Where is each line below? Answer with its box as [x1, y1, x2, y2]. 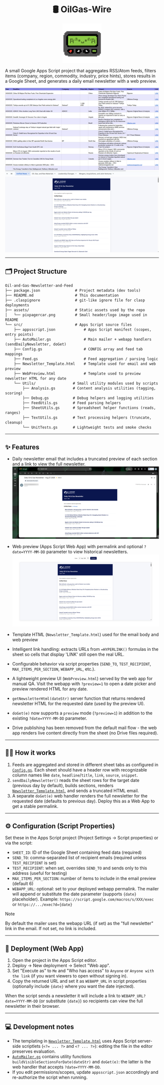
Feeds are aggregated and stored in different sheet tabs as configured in [12, 761, 159, 768]
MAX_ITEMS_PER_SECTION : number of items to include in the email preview [12, 876, 156, 882]
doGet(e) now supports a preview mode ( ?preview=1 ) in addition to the [12, 710, 153, 716]
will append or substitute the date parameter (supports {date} [12, 891, 137, 897]
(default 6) [12, 881, 34, 886]
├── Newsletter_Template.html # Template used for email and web [14, 361, 156, 367]
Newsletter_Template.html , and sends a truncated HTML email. [12, 788, 139, 794]
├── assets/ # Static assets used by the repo [5, 308, 145, 313]
